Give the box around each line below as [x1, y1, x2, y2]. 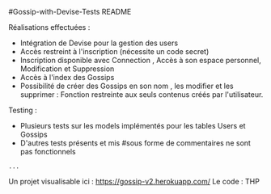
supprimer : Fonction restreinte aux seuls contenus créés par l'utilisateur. [19, 90, 264, 99]
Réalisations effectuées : [8, 23, 91, 32]
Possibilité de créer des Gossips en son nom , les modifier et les [19, 81, 234, 91]
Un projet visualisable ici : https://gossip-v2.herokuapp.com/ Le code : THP [8, 177, 260, 186]
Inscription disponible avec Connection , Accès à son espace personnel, [19, 56, 261, 65]
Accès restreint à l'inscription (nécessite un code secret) [19, 47, 210, 56]
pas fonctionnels [19, 147, 76, 156]
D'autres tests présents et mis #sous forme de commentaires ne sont [19, 138, 251, 148]
